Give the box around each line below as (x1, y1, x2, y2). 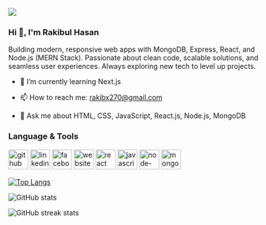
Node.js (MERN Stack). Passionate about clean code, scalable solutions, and (8, 53, 259, 63)
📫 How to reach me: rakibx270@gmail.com (19, 93, 163, 102)
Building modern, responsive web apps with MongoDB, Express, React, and (8, 44, 256, 55)
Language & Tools (8, 131, 79, 142)
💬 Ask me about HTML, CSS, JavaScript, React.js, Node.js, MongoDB (19, 111, 246, 120)
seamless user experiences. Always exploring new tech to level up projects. (8, 62, 256, 71)
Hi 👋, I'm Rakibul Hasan (8, 26, 99, 37)
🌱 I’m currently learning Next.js (19, 77, 121, 86)
